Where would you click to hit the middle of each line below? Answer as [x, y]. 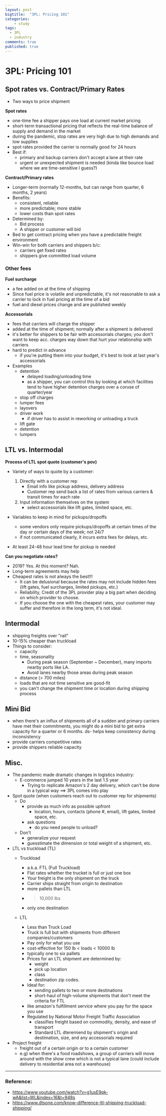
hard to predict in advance [39, 350]
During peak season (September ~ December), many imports [89, 662]
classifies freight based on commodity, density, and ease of [95, 1022]
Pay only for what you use [54, 943]
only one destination [48, 908]
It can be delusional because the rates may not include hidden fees [88, 582]
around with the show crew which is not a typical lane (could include [89, 1059]
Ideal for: [36, 985]
